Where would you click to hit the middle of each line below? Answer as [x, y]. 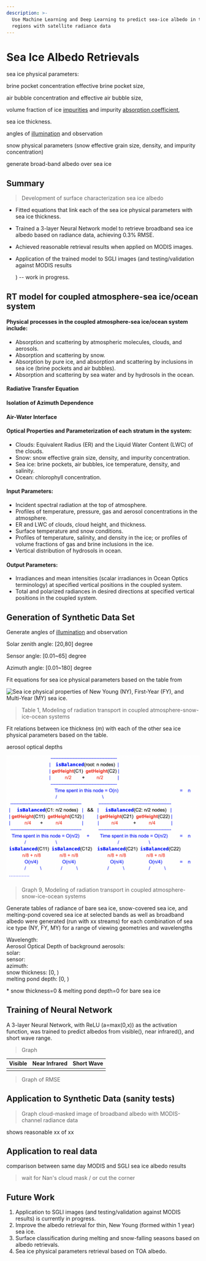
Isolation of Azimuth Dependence [50, 403]
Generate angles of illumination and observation [67, 632]
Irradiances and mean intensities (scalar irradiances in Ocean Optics [101, 578]
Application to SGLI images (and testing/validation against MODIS [98, 1212]
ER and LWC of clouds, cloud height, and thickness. [81, 524]
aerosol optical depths [35, 747]
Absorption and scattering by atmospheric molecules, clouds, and [98, 342]
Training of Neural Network [59, 1010]
